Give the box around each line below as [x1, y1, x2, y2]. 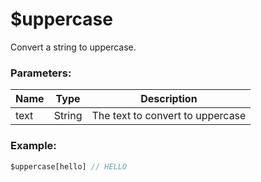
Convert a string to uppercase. [10, 41, 137, 53]
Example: [10, 139, 57, 153]
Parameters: [10, 66, 72, 80]
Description [140, 92, 198, 106]
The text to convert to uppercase [91, 109, 247, 123]
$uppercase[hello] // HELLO [10, 161, 128, 172]
